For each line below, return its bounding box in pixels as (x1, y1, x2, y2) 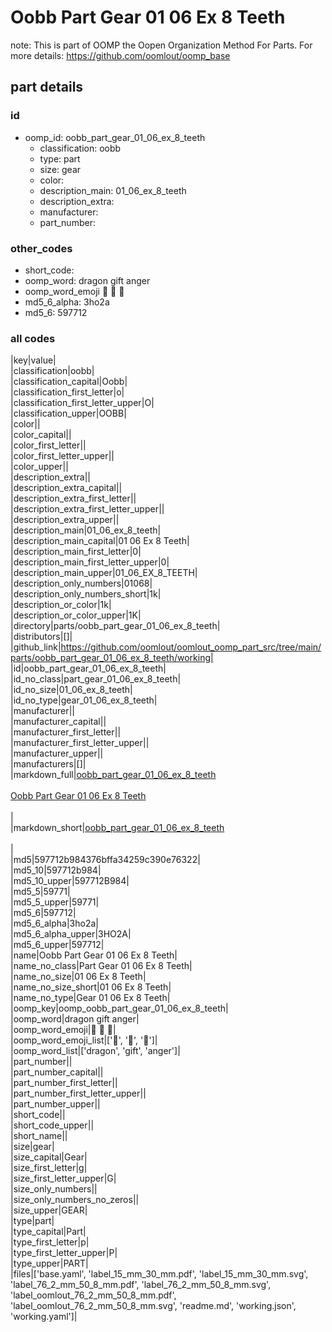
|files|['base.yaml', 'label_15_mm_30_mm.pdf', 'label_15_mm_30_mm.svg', (10, 1268, 309, 1280)
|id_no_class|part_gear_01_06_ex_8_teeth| (10, 673, 182, 685)
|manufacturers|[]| (10, 758, 87, 770)
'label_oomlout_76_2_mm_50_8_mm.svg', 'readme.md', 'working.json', (10, 1300, 297, 1312)
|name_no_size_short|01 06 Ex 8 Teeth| (10, 981, 172, 993)
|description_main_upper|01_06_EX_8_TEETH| (10, 567, 198, 579)
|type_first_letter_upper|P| (10, 1247, 118, 1259)
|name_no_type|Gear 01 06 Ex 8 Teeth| (10, 992, 171, 1004)
